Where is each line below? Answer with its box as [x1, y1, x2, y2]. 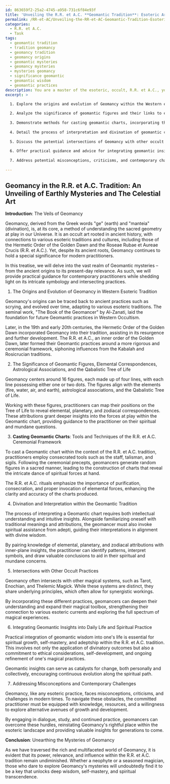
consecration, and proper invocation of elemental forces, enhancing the [5, 486, 155, 492]
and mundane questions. [5, 424, 57, 430]
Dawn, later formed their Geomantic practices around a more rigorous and [5, 341, 160, 347]
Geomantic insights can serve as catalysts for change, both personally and [5, 665, 161, 671]
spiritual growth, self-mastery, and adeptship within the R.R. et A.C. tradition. [5, 640, 165, 646]
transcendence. [5, 774, 38, 780]
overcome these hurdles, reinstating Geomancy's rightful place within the [5, 722, 158, 728]
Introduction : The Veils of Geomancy [5, 211, 83, 217]
